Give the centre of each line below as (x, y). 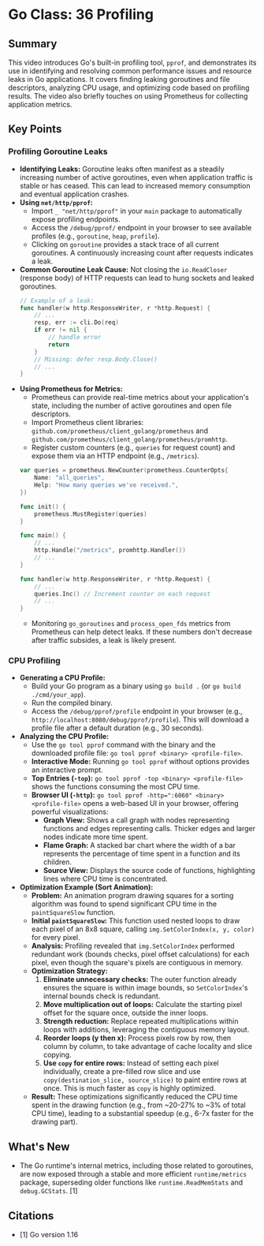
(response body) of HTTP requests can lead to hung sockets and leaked (137, 278)
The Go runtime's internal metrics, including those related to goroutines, (136, 1166)
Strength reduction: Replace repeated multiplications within (141, 1021)
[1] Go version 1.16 (49, 1235)
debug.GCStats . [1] (48, 1191)
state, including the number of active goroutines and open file (132, 406)
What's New (39, 1146)
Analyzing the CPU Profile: (64, 737)
